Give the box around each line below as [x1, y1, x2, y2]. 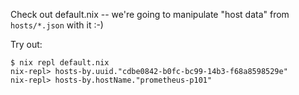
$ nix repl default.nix [10, 58, 110, 68]
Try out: [10, 39, 43, 50]
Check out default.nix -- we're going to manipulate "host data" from [10, 9, 290, 20]
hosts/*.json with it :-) [10, 19, 104, 31]
